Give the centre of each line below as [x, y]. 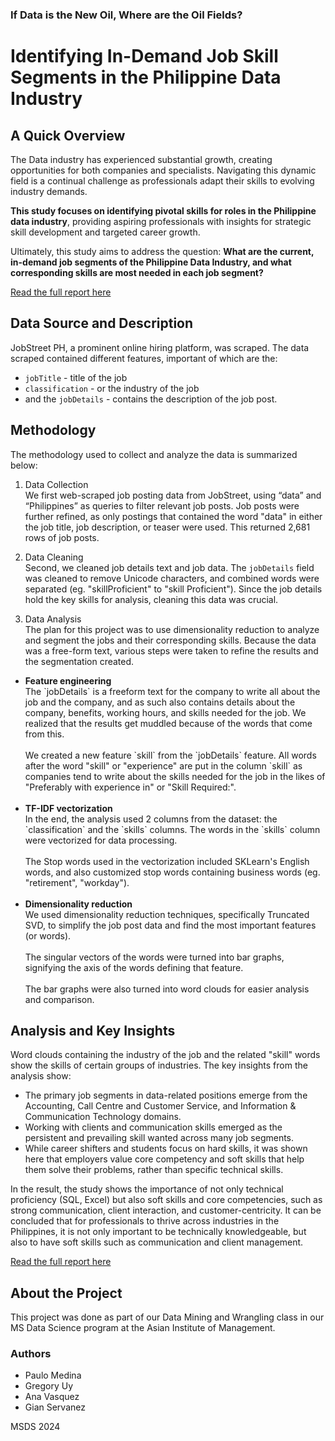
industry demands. [49, 191]
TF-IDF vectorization [68, 808]
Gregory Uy [49, 1386]
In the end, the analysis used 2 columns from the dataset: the [151, 819]
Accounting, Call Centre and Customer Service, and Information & [160, 1106]
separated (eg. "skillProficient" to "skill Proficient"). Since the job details [173, 589]
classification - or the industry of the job [112, 388]
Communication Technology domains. [103, 1117]
